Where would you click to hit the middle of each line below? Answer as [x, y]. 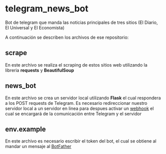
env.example [26, 129]
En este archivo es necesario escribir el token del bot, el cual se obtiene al [81, 141]
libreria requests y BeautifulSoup [40, 70]
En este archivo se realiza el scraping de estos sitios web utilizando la [76, 65]
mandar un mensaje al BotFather [38, 147]
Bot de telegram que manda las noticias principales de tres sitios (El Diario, [82, 22]
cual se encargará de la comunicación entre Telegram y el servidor [73, 114]
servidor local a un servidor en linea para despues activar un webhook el [80, 108]
